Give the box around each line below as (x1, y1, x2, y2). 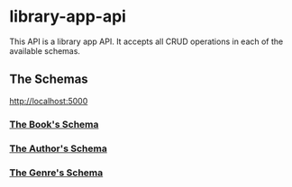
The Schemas (9, 72, 88, 87)
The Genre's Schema (9, 166, 104, 179)
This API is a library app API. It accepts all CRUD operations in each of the (9, 36, 284, 47)
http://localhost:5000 (9, 95, 88, 106)
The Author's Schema (9, 142, 108, 155)
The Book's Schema (9, 118, 99, 130)
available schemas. (9, 45, 81, 56)
